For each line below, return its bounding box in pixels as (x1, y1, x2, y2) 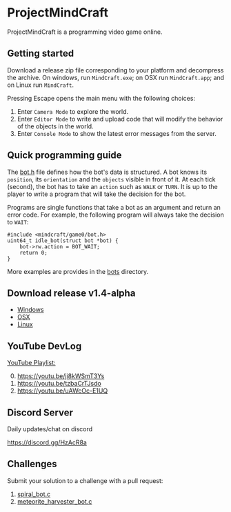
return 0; (19, 249, 48, 256)
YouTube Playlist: (7, 359, 57, 367)
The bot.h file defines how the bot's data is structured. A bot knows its (7, 168, 208, 176)
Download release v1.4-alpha (7, 287, 136, 299)
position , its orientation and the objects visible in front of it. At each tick (7, 175, 216, 184)
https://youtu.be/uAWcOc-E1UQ (17, 386, 108, 395)
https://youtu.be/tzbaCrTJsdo (17, 380, 101, 388)
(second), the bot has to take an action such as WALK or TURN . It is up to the (7, 182, 219, 190)
